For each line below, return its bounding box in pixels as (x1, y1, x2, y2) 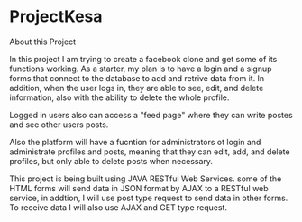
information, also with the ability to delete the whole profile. (9, 92, 230, 103)
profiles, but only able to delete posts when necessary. (9, 155, 214, 166)
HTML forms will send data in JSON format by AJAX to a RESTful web (9, 182, 269, 193)
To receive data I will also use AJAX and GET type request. (9, 201, 228, 213)
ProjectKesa (9, 6, 103, 27)
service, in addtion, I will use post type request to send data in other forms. (9, 192, 288, 203)
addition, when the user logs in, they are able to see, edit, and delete (9, 82, 264, 93)
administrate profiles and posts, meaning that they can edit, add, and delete (9, 146, 290, 157)
